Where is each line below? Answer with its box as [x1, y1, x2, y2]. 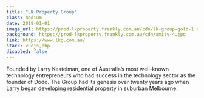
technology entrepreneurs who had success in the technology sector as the [6, 71, 196, 79]
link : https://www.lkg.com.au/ [6, 37, 86, 43]
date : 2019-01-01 [6, 20, 50, 26]
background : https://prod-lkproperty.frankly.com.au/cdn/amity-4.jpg [6, 32, 186, 38]
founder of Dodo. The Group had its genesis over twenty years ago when [6, 78, 189, 85]
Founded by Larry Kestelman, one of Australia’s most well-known [6, 65, 169, 72]
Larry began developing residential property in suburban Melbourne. [6, 85, 178, 92]
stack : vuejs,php [6, 43, 50, 49]
